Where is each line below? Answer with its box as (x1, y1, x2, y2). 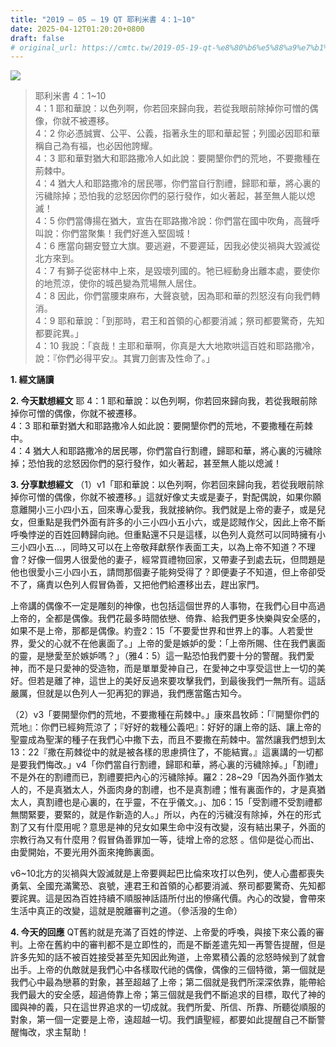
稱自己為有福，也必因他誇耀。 (34, 140, 158, 152)
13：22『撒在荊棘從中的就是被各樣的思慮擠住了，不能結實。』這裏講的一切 (10, 746, 315, 758)
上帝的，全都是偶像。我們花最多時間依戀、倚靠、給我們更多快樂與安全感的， (10, 612, 326, 625)
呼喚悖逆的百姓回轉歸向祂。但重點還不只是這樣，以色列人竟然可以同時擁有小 (10, 529, 326, 541)
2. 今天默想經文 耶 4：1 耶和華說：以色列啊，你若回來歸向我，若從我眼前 (10, 395, 309, 407)
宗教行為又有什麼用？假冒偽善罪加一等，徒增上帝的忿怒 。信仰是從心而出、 (10, 834, 320, 846)
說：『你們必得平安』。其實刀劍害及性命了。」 (34, 352, 215, 365)
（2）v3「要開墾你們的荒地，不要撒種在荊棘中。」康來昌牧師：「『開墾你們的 (10, 709, 320, 721)
